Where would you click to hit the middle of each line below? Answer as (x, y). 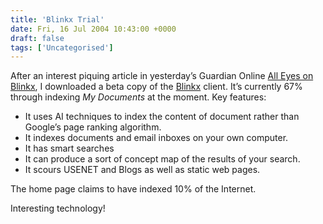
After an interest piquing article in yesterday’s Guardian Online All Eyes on (162, 76)
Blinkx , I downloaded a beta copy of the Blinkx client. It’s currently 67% (156, 87)
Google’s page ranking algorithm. (93, 127)
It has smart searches (69, 148)
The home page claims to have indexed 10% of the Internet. (133, 189)
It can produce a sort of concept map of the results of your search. (162, 159)
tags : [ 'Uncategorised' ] (62, 47)
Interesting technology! (58, 208)
